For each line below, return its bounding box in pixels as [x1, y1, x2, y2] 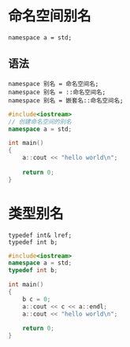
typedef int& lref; [8, 231, 72, 239]
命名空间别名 [8, 7, 92, 25]
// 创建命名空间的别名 [8, 117, 72, 126]
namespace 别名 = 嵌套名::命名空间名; [8, 96, 124, 105]
